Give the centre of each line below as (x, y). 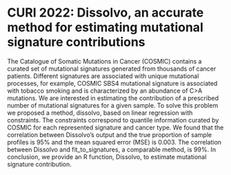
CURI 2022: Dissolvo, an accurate (106, 13)
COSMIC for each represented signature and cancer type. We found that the (115, 127)
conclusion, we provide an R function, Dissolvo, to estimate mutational (107, 156)
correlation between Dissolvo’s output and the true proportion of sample (110, 135)
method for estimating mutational (105, 27)
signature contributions (77, 42)
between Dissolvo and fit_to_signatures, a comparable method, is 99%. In (111, 149)
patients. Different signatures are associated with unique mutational (103, 76)
